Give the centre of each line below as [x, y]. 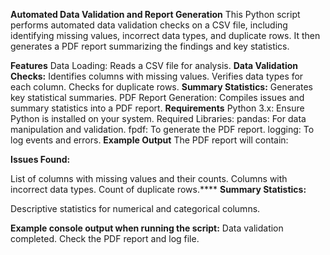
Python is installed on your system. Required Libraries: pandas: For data [158, 118]
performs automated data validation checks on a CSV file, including [149, 25]
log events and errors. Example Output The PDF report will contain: [149, 140]
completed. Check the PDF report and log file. [105, 238]
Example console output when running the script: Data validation [147, 228]
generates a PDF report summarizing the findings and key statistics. [150, 46]
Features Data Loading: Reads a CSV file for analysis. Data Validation [154, 65]
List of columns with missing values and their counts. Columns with [149, 178]
